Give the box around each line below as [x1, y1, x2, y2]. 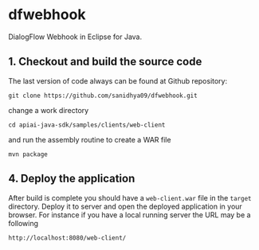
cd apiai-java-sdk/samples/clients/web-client [8, 121, 166, 129]
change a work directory [8, 105, 89, 115]
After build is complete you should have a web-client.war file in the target [8, 193, 252, 202]
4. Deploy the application [8, 172, 135, 186]
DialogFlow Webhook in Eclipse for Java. [8, 32, 142, 41]
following [8, 218, 38, 228]
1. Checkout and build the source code [8, 55, 202, 68]
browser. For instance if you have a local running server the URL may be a [8, 209, 251, 220]
